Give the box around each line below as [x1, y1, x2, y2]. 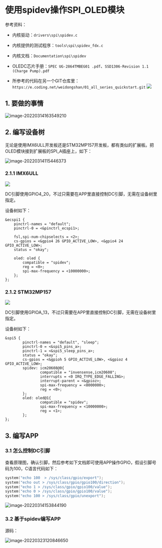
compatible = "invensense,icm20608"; [40, 370, 117, 375]
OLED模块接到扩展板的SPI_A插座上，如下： [5, 148, 92, 154]
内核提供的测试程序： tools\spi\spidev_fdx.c [12, 42, 103, 48]
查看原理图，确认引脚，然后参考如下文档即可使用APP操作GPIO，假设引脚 [5, 459, 152, 465]
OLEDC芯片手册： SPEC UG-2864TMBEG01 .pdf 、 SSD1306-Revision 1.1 [12, 63, 149, 69]
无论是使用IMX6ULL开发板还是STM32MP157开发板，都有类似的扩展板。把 [5, 142, 154, 148]
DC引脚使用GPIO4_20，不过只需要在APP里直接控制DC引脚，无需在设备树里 [5, 191, 158, 197]
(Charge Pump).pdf [12, 68, 50, 73]
